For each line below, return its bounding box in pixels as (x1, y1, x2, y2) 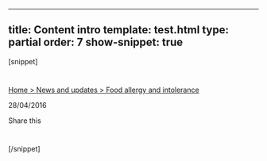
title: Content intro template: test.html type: (8, 23, 229, 36)
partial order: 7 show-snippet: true (8, 36, 184, 49)
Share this (8, 116, 41, 125)
